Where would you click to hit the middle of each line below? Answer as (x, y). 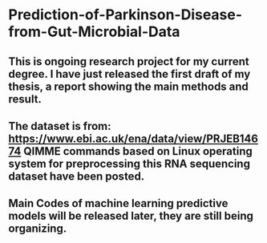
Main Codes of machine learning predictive (118, 203)
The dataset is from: (60, 126)
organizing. (38, 229)
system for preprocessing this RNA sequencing (129, 163)
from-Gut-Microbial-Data (94, 32)
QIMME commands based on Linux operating (138, 151)
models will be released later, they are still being (131, 216)
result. (25, 99)
